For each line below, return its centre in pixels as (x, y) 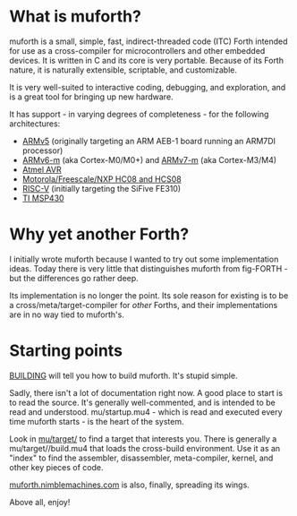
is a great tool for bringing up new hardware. (91, 97)
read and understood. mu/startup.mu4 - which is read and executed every (146, 412)
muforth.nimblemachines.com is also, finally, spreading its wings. (130, 485)
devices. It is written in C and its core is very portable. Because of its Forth (147, 60)
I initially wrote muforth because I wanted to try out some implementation (144, 259)
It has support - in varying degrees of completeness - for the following (139, 114)
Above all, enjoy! (40, 502)
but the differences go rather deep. (74, 278)
